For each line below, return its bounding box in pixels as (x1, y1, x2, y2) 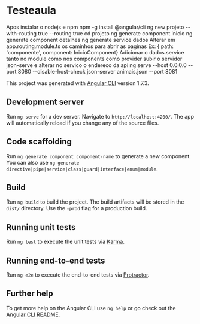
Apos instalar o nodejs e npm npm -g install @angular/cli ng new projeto (6, 23, 184, 31)
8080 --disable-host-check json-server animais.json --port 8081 (17, 68, 178, 75)
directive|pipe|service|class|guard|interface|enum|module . (6, 165, 158, 172)
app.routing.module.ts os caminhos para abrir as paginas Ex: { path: (6, 43, 174, 50)
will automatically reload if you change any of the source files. (6, 119, 159, 126)
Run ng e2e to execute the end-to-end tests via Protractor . (6, 271, 150, 278)
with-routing (6, 29, 37, 37)
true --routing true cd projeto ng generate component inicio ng (38, 29, 193, 37)
